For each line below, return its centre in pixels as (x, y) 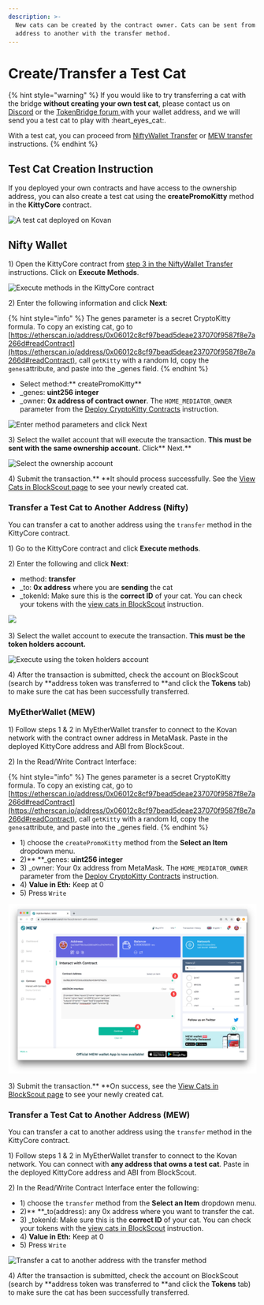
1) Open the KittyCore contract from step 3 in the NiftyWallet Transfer (121, 264)
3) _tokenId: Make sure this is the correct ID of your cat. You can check (135, 1220)
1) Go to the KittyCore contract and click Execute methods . (104, 548)
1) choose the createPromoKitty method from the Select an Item (124, 842)
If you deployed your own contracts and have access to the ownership (123, 188)
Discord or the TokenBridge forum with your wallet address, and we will (124, 112)
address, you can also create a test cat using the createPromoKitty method (131, 197)
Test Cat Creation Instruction (81, 169)
